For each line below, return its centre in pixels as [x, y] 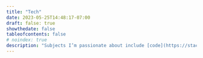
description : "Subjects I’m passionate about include [76, 46]
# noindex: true [27, 40]
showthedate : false [31, 29]
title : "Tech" [24, 12]
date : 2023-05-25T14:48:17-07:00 [48, 18]
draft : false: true [31, 23]
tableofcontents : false [36, 34]
